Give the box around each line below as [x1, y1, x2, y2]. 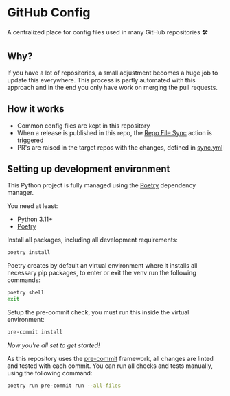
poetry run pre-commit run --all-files [7, 382, 122, 389]
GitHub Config [7, 5, 91, 21]
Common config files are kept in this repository [16, 121, 150, 130]
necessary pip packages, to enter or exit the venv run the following [7, 269, 197, 277]
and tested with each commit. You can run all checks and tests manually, [7, 362, 213, 370]
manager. [7, 189, 34, 197]
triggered [16, 136, 44, 144]
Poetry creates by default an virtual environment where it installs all [7, 261, 198, 270]
